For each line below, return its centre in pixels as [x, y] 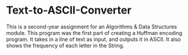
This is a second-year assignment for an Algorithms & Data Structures [92, 27]
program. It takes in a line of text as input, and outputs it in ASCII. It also [93, 39]
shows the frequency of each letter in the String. [65, 46]
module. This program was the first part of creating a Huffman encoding [94, 33]
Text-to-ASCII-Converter [69, 10]
